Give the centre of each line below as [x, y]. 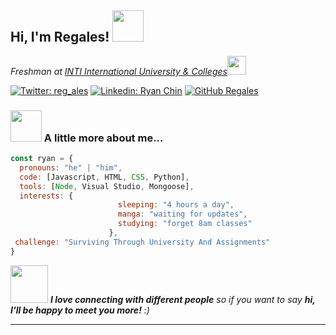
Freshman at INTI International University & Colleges [119, 71]
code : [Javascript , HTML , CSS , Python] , [104, 177]
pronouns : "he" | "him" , [71, 167]
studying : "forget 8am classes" [185, 224]
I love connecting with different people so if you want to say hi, [182, 299]
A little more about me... [103, 138]
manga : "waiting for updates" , [182, 214]
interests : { [46, 196]
